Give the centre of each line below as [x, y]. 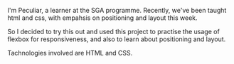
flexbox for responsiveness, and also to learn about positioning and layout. [117, 39]
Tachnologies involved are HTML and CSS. [70, 53]
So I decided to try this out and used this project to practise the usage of [114, 32]
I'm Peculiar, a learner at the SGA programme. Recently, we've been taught [117, 10]
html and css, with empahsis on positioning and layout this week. [102, 18]
